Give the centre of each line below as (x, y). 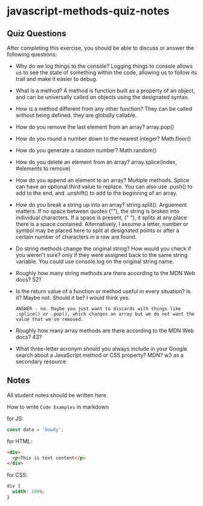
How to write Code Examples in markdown (58, 407)
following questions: (32, 54)
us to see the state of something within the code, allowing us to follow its (106, 73)
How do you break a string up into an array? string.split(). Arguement (101, 205)
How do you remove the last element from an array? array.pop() (95, 127)
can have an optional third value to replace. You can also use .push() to (104, 187)
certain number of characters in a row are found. (76, 237)
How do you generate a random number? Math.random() (86, 150)
